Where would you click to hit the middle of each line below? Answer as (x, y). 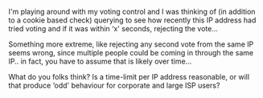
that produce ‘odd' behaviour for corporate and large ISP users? (114, 85)
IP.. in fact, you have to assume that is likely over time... (100, 61)
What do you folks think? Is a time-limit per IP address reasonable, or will (129, 77)
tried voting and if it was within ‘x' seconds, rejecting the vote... (113, 29)
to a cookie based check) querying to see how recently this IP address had (132, 20)
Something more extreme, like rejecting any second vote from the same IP (131, 44)
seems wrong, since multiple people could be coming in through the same (131, 53)
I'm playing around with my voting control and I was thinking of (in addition (132, 12)
